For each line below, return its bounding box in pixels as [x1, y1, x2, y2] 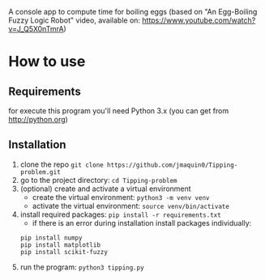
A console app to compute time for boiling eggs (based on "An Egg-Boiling [8, 7, 258, 16]
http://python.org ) [8, 115, 69, 124]
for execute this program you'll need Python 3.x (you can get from [8, 106, 229, 116]
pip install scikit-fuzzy [19, 248, 108, 256]
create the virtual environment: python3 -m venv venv [32, 192, 210, 202]
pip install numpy [19, 234, 83, 242]
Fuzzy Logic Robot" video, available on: [8, 15, 140, 25]
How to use [8, 53, 86, 71]
